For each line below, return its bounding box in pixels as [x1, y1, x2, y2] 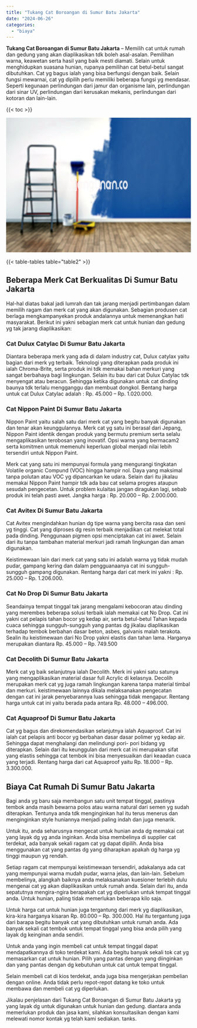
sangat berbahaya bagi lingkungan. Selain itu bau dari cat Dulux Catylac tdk [6, 371, 189, 378]
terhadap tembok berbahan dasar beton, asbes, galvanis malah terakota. [6, 628, 182, 635]
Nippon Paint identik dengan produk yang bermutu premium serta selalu [6, 431, 181, 438]
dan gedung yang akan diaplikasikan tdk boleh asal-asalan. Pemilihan [6, 51, 174, 58]
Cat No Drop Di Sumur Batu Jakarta [6, 590, 108, 598]
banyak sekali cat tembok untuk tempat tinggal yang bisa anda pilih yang [6, 925, 182, 932]
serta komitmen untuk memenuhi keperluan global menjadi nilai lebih [6, 443, 172, 450]
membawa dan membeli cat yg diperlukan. [6, 985, 109, 992]
